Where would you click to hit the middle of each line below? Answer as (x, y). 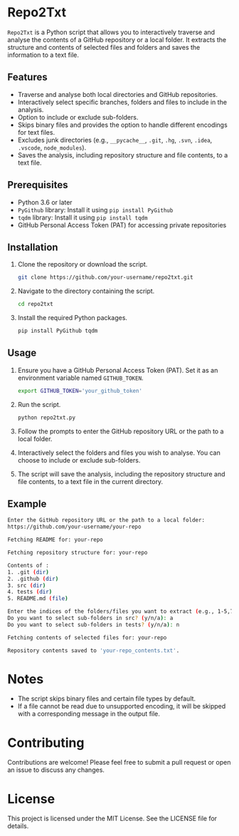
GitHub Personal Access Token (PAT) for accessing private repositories (122, 225)
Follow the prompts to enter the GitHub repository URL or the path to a (121, 431)
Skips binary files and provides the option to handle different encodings (122, 125)
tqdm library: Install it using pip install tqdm (83, 217)
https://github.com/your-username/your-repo (74, 527)
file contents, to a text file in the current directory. (90, 481)
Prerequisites (38, 185)
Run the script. (39, 404)
